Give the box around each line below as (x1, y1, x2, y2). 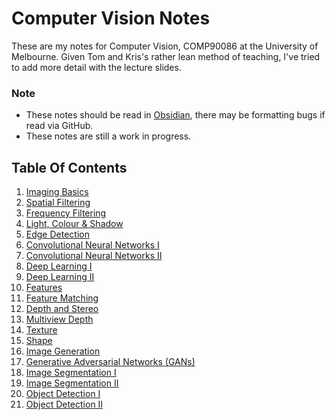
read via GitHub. (25, 120, 94, 132)
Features (25, 282, 63, 294)
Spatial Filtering (25, 197, 91, 209)
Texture (25, 324, 58, 336)
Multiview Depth (25, 313, 94, 326)
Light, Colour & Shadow (25, 218, 124, 230)
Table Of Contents (11, 159, 128, 176)
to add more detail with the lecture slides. (11, 61, 182, 73)
